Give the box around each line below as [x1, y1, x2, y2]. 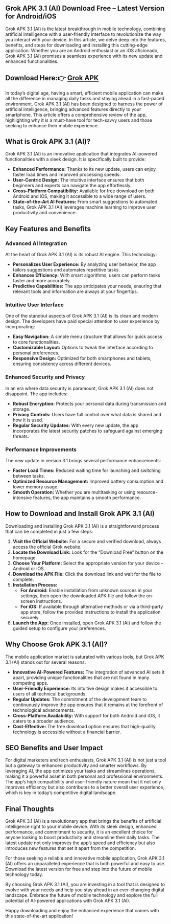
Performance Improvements [5, 446, 77, 453]
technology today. [5, 871, 43, 877]
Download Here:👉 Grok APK [5, 74, 99, 82]
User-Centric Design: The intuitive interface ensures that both [12, 177, 144, 183]
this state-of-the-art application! [5, 913, 73, 919]
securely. [20, 614, 40, 620]
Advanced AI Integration [5, 240, 67, 247]
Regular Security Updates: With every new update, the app [12, 422, 139, 429]
